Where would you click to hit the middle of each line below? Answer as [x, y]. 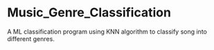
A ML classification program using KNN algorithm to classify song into [107, 32]
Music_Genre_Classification [89, 13]
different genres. [31, 38]
